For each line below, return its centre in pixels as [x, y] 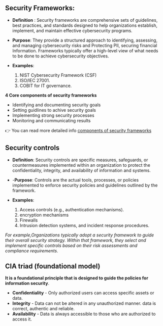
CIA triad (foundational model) [53, 266]
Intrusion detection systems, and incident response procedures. [84, 225]
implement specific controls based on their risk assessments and [71, 245]
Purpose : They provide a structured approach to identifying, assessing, [85, 40]
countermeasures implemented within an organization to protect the [81, 165]
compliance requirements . [32, 251]
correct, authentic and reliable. [43, 309]
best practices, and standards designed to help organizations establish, [85, 25]
